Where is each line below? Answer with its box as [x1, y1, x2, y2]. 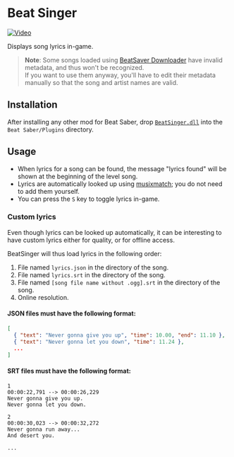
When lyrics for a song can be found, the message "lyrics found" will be [17, 164, 227, 173]
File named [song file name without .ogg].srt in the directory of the [17, 278, 221, 287]
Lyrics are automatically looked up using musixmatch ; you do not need [17, 179, 223, 188]
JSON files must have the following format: [7, 309, 136, 318]
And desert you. [7, 432, 55, 439]
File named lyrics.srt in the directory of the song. [17, 270, 166, 279]
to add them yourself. [17, 187, 80, 195]
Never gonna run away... [7, 426, 80, 433]
